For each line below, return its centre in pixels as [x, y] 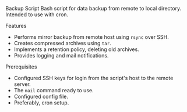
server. [22, 84]
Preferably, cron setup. [41, 103]
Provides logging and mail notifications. [61, 55]
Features [16, 26]
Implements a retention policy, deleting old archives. [76, 49]
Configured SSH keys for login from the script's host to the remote [93, 78]
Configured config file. [41, 96]
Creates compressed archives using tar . [63, 43]
